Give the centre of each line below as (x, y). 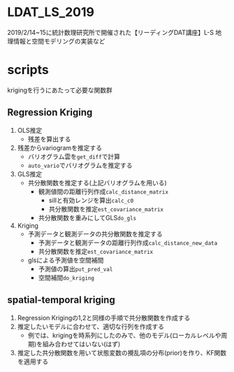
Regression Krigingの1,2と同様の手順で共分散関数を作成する (104, 317)
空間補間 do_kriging (66, 278)
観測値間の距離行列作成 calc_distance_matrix (103, 191)
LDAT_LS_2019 (51, 12)
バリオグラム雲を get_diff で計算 (74, 156)
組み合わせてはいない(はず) (81, 344)
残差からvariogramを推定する (60, 148)
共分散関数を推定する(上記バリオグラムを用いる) (97, 183)
